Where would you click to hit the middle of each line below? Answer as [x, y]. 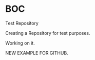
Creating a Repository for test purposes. [48, 33]
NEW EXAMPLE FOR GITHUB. [37, 53]
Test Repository [22, 23]
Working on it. [20, 43]
